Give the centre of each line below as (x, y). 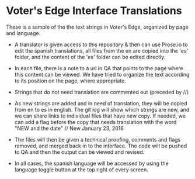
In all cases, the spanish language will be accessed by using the (92, 163)
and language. (23, 33)
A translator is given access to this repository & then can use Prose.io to (101, 44)
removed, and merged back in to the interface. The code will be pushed (101, 146)
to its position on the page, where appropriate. (70, 81)
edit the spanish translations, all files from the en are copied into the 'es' (101, 50)
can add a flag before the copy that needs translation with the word (95, 122)
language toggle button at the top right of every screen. (81, 169)
